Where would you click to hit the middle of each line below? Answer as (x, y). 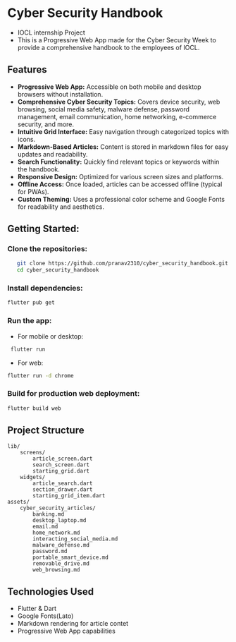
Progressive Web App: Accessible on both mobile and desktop (110, 87)
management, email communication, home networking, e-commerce (117, 116)
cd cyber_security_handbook (58, 270)
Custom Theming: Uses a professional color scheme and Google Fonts (121, 199)
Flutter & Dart (37, 609)
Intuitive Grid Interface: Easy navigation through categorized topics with (123, 131)
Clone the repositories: (48, 249)
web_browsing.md (56, 570)
